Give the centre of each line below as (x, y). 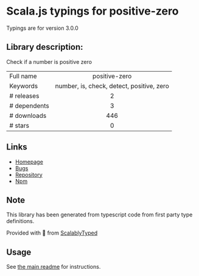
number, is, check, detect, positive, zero (112, 86)
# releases (24, 95)
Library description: (45, 47)
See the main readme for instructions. (54, 267)
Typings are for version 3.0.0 (42, 28)
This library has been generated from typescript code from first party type (100, 215)
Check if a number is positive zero (49, 61)
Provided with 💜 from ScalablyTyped (52, 233)
